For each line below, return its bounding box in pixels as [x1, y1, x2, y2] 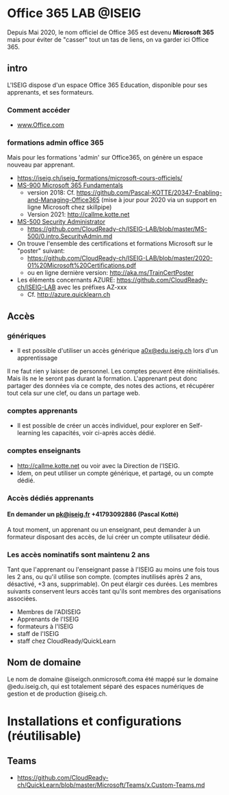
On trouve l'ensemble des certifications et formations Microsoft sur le [16, 239, 213, 248]
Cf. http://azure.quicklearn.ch [27, 291, 111, 299]
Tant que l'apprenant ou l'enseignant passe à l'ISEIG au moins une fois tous [7, 565, 220, 574]
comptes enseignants [7, 446, 81, 456]
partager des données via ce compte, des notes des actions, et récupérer [7, 382, 215, 390]
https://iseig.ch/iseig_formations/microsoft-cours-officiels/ [16, 174, 183, 182]
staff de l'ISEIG [16, 630, 59, 638]
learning [16, 429, 41, 437]
